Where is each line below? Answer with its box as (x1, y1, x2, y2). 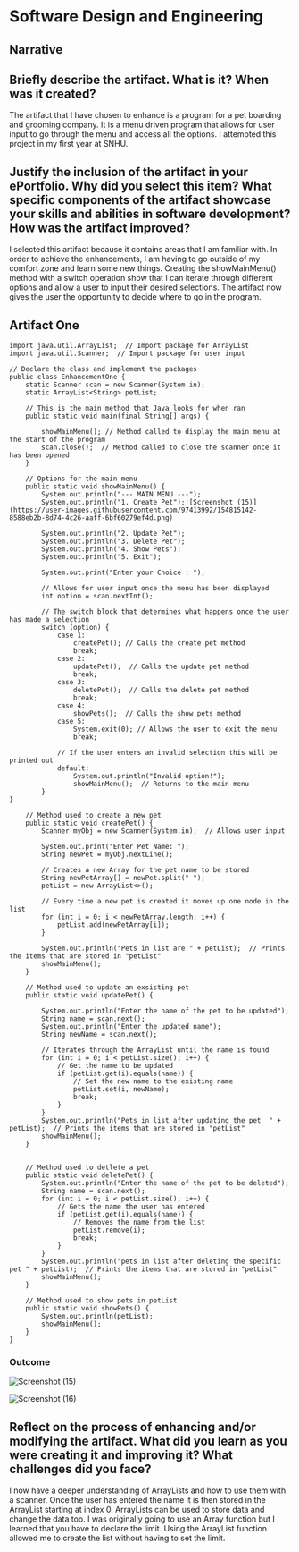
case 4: (56, 701, 87, 710)
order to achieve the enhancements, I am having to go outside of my (9, 253, 261, 265)
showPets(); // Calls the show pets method (72, 709, 242, 718)
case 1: (56, 631, 87, 640)
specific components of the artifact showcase (9, 192, 271, 208)
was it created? (9, 86, 96, 101)
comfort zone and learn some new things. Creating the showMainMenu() (9, 263, 277, 274)
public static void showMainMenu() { (25, 482, 166, 491)
